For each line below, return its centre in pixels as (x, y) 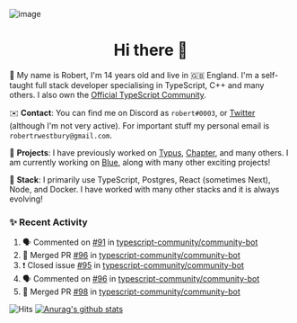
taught (22, 85)
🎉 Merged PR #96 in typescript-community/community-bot (131, 256)
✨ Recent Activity (48, 222)
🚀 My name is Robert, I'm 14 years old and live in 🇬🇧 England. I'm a (135, 75)
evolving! (26, 199)
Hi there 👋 (151, 50)
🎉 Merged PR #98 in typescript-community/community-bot (131, 292)
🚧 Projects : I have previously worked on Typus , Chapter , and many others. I (149, 152)
